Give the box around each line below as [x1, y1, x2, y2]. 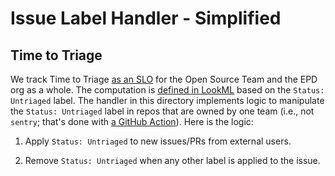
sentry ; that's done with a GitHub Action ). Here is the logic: [10, 116, 254, 127]
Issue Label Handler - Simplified [10, 7, 282, 30]
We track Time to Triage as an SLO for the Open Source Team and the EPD [10, 73, 318, 85]
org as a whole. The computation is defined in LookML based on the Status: [10, 84, 325, 96]
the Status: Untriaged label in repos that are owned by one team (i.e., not [10, 105, 315, 117]
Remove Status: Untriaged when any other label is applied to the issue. [24, 155, 321, 166]
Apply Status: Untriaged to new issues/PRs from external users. [24, 135, 292, 147]
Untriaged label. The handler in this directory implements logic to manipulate [10, 95, 325, 106]
